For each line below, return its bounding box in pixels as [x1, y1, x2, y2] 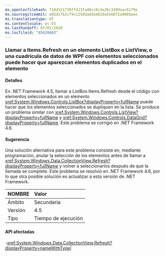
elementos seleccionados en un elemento [5, 93, 90, 99]
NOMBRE [7, 191, 30, 198]
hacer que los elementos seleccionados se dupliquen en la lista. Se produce [5, 104, 160, 110]
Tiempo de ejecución [34, 215, 83, 222]
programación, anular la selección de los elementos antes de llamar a [5, 153, 146, 159]
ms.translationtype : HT [5, 16, 54, 21]
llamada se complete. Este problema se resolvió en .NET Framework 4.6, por [5, 169, 160, 174]
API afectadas [5, 228, 34, 235]
